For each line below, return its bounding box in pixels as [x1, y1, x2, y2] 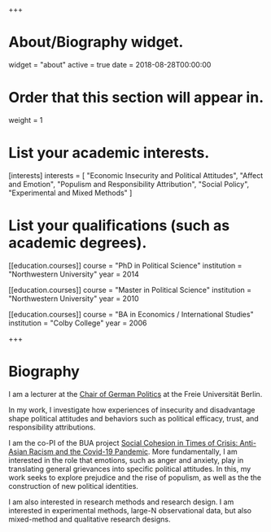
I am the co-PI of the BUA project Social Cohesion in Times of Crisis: [8, 438, 238, 447]
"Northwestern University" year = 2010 [8, 294, 139, 303]
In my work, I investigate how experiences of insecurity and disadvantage [8, 404, 256, 415]
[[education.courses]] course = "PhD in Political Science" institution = [8, 260, 243, 270]
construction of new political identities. [8, 481, 138, 491]
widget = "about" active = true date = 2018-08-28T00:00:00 [8, 59, 212, 69]
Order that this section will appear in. [8, 89, 264, 107]
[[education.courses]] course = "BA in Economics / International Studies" [8, 309, 254, 319]
